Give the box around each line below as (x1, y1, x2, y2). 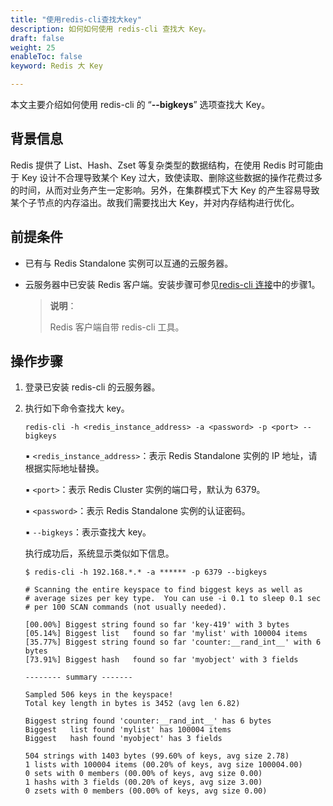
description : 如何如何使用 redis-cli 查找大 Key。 (10, 24, 211, 34)
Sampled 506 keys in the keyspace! (24, 690, 174, 700)
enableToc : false (10, 52, 83, 62)
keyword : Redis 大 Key (10, 61, 103, 71)
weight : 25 (10, 42, 56, 53)
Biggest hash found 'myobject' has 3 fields (24, 734, 223, 744)
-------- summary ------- (24, 672, 133, 683)
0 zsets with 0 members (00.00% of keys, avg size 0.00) (24, 786, 268, 796)
